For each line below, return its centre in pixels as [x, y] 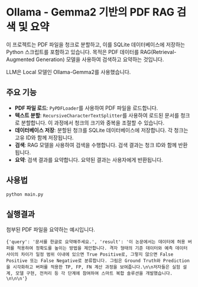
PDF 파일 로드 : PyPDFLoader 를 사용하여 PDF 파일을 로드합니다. [86, 108]
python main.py [25, 194]
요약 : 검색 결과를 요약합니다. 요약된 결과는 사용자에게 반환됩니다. [89, 160]
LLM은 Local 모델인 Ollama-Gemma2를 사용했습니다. [69, 72]
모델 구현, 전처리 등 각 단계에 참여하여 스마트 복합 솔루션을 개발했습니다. [94, 273]
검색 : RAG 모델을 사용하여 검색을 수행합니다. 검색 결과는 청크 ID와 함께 [96, 145]
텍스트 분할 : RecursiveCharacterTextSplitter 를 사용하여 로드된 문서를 [97, 115]
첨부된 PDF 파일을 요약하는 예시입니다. [51, 229]
